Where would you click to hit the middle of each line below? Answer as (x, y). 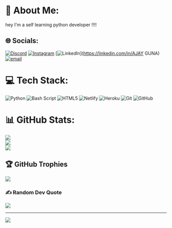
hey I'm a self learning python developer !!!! (51, 25)
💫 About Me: (32, 11)
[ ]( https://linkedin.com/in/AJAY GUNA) (107, 53)
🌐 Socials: (22, 41)
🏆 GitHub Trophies (37, 165)
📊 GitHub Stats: (40, 120)
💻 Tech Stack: (37, 80)
